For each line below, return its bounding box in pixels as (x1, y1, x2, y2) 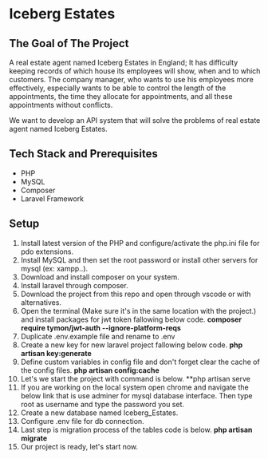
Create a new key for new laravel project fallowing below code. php (20, 340, 243, 350)
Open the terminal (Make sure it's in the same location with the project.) (20, 306, 257, 315)
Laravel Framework (20, 193, 85, 204)
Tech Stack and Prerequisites (9, 147, 158, 160)
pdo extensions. (20, 247, 74, 256)
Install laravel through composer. (20, 280, 128, 290)
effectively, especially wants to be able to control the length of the (9, 83, 227, 93)
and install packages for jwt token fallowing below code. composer (20, 315, 242, 324)
